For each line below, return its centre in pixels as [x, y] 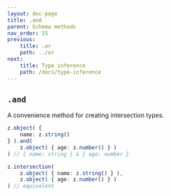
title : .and [24, 20]
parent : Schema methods [42, 27]
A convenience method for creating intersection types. [86, 115]
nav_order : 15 [28, 33]
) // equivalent [31, 186]
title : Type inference [53, 66]
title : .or [36, 46]
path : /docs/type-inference [60, 72]
